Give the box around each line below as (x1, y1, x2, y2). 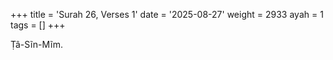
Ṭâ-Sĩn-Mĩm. (10, 39, 64, 50)
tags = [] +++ (10, 19, 66, 31)
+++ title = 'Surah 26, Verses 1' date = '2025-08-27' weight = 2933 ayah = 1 (10, 9, 324, 20)
